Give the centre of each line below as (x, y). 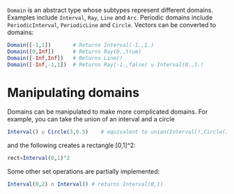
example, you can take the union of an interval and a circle (91, 119)
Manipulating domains (73, 92)
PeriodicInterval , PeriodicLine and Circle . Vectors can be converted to (112, 25)
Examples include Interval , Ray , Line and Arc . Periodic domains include (110, 17)
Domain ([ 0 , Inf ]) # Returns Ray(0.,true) (74, 52)
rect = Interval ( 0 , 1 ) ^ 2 (39, 158)
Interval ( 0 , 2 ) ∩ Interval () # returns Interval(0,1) (85, 184)
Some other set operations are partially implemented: (84, 172)
